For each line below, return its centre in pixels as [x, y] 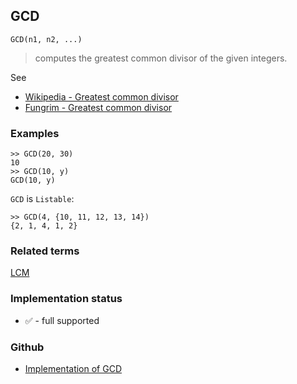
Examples [35, 133]
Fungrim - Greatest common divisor [98, 107]
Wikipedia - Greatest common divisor [101, 96]
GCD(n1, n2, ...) [46, 39]
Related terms [45, 251]
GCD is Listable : [42, 199]
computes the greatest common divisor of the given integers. [161, 58]
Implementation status [66, 299]
